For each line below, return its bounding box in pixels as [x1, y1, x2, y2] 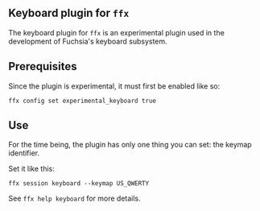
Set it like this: [8, 164, 55, 174]
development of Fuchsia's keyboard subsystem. [8, 36, 167, 46]
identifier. [8, 148, 40, 158]
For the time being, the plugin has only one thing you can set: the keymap [8, 140, 252, 150]
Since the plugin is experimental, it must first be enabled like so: [8, 81, 221, 91]
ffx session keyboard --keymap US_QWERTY [8, 180, 150, 188]
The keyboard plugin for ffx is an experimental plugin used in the [8, 27, 225, 37]
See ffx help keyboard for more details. [8, 193, 141, 204]
